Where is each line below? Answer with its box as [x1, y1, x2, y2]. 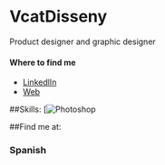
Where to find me [9, 57, 76, 68]
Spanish [9, 144, 47, 157]
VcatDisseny [9, 6, 108, 27]
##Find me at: [9, 122, 62, 133]
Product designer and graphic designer [9, 36, 156, 47]
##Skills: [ [9, 104, 47, 115]
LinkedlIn [22, 77, 57, 87]
